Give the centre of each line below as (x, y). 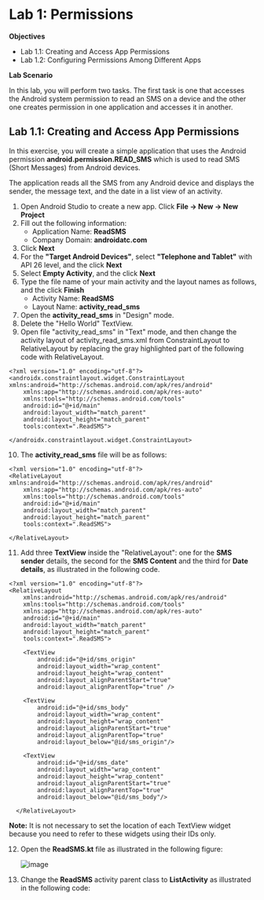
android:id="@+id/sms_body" (83, 707)
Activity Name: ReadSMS (73, 298)
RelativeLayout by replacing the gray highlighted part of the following (132, 349)
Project (33, 215)
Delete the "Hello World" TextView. (77, 323)
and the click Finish (52, 290)
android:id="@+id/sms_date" (83, 762)
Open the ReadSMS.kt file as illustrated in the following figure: (121, 849)
